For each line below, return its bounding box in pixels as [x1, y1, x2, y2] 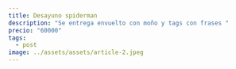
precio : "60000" [8, 26, 62, 34]
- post [15, 41, 37, 49]
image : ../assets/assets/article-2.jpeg [8, 48, 145, 56]
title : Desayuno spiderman [8, 11, 98, 20]
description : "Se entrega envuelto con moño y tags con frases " [8, 19, 229, 27]
